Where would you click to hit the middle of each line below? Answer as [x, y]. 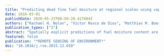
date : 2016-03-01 [23, 14]
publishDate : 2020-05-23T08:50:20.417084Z [49, 19]
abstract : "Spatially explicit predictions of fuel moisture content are [82, 32]
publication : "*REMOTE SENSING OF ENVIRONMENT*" [55, 41]
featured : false [21, 37]
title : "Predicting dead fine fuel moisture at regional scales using [78, 9]
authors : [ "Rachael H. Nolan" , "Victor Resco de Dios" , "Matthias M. [77, 23]
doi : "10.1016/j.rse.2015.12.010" [40, 46]
